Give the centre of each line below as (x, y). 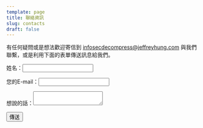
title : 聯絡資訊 (25, 18)
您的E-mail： (22, 82)
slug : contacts (26, 23)
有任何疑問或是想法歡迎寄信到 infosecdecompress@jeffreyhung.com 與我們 (102, 47)
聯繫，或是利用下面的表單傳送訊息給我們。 (60, 55)
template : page (26, 12)
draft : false (23, 29)
